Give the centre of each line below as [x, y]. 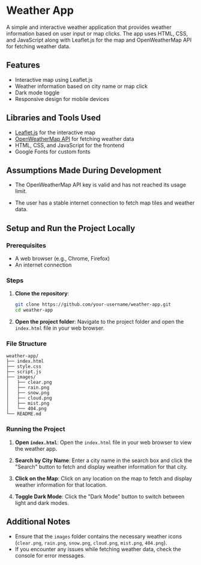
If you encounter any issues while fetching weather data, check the [98, 549]
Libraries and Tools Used [53, 118]
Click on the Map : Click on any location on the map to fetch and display [103, 478]
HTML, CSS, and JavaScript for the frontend [70, 145]
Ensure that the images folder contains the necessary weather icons [98, 536]
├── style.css [24, 367]
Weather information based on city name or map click [81, 86]
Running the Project [36, 429]
